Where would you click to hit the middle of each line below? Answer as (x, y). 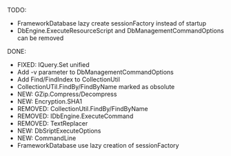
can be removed (40, 38)
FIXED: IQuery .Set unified (53, 65)
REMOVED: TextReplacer (52, 123)
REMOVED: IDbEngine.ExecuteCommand (75, 116)
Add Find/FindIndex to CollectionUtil (69, 79)
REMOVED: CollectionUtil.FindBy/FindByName (82, 109)
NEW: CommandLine (47, 138)
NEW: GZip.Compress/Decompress (67, 94)
